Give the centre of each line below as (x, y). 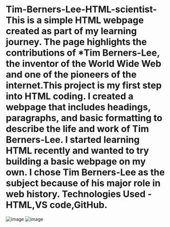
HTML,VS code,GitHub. (57, 205)
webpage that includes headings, (78, 107)
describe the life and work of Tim (77, 129)
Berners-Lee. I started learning (73, 140)
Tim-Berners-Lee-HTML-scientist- (81, 9)
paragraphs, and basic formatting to (84, 118)
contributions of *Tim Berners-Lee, (83, 53)
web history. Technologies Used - (79, 194)
